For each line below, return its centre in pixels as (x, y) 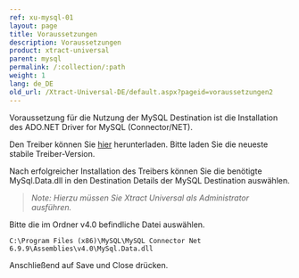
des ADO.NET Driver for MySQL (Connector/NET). (101, 127)
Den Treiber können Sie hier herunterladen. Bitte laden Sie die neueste (139, 144)
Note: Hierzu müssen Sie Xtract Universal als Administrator (140, 198)
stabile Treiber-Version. (52, 153)
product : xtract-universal (59, 51)
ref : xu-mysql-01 (42, 17)
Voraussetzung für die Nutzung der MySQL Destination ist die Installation (144, 118)
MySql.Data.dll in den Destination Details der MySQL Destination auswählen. (149, 180)
